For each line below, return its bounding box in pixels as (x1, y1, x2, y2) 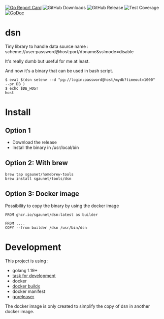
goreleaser (12, 293, 34, 299)
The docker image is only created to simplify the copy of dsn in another (5, 303, 150, 309)
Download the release (12, 139, 57, 145)
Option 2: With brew (5, 159, 68, 167)
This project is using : (5, 258, 49, 264)
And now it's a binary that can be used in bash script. (5, 68, 113, 73)
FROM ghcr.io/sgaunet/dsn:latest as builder (5, 212, 98, 217)
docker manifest (12, 288, 46, 294)
